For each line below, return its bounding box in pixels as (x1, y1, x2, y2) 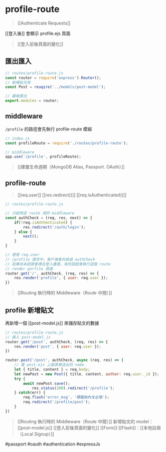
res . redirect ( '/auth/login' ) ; (23, 224, 86, 229)
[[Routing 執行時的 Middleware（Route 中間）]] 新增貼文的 (17, 418, 136, 424)
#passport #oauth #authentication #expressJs (5, 441, 101, 447)
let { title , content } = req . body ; (14, 367, 91, 372)
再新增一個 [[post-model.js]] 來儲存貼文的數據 (5, 320, 99, 326)
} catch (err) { (14, 390, 46, 395)
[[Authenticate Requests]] (17, 20, 71, 26)
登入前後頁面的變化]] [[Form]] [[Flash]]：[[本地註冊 (56, 424, 161, 430)
